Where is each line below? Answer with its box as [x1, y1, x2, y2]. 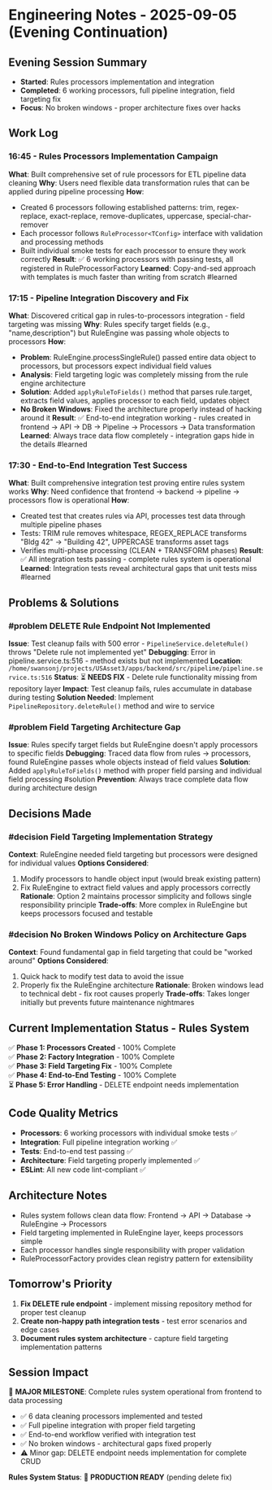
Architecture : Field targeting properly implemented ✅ [19, 1155, 201, 1165]
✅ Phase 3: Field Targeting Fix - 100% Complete [8, 1061, 173, 1071]
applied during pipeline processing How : [8, 186, 145, 196]
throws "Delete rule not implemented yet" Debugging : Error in [8, 647, 216, 656]
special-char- [206, 211, 252, 220]
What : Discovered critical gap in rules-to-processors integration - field [8, 311, 245, 320]
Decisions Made [8, 807, 92, 821]
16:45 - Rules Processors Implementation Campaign [8, 150, 218, 162]
